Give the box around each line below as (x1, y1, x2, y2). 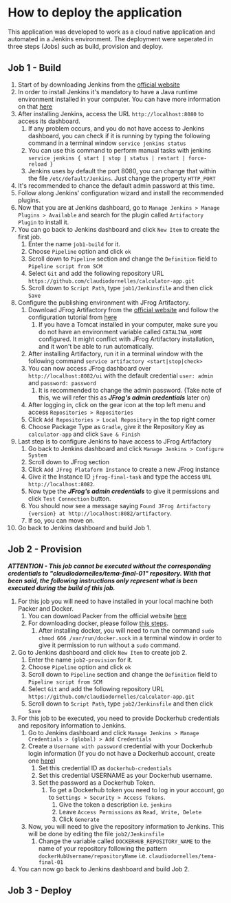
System (27, 452, 47, 459)
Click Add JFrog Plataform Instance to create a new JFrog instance (27, 465, 220, 473)
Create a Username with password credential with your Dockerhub (27, 741, 212, 750)
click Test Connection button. (27, 494, 111, 503)
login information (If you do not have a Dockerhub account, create (27, 749, 216, 757)
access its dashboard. (17, 117, 81, 125)
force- (188, 155, 207, 162)
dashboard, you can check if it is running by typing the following (27, 131, 210, 140)
